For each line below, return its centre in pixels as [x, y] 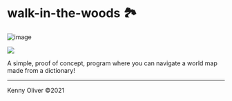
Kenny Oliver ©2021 [36, 90]
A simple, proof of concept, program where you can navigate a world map [112, 63]
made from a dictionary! [41, 70]
